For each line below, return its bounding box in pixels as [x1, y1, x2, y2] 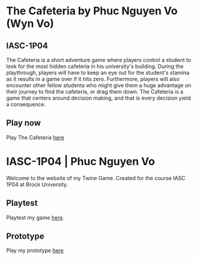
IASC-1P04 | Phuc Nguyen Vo [6, 155, 155, 168]
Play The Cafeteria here [6, 134, 64, 141]
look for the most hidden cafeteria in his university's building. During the [6, 63, 184, 70]
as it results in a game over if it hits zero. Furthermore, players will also [6, 76, 180, 82]
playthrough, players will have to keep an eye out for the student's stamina [6, 69, 190, 76]
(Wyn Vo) [6, 17, 54, 30]
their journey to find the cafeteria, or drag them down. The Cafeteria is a [6, 88, 184, 95]
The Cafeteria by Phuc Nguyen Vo [6, 4, 178, 18]
